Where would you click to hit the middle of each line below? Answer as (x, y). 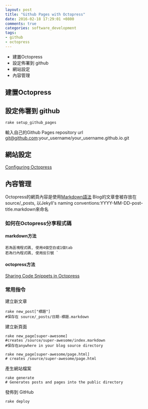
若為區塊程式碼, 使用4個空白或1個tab (39, 248)
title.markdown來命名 (27, 209)
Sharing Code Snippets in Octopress (42, 276)
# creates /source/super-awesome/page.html (51, 359)
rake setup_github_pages (31, 122)
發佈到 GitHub (19, 392)
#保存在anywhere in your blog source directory (54, 346)
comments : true (21, 24)
